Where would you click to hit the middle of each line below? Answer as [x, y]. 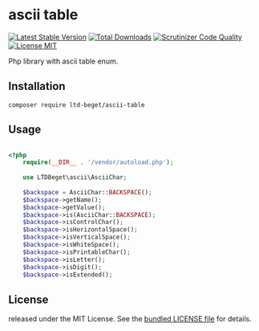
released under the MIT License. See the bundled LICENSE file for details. [130, 319]
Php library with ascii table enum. [63, 61]
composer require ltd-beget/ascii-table [77, 105]
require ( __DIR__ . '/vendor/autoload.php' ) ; [98, 162]
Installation [37, 86]
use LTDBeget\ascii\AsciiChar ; [75, 178]
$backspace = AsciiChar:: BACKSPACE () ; [87, 192]
